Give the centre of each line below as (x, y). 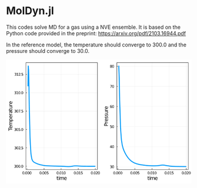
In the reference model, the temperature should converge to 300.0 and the (96, 45)
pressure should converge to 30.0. (48, 51)
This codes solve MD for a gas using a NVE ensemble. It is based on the (94, 27)
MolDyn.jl (30, 11)
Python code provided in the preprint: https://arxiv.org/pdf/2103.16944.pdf (96, 33)
